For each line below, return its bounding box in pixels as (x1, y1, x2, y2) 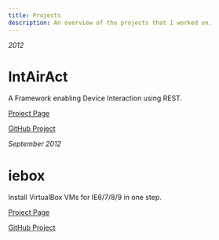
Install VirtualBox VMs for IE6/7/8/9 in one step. (8, 193, 162, 202)
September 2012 (8, 139, 61, 149)
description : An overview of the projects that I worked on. (8, 19, 213, 27)
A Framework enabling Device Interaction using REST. (8, 93, 183, 103)
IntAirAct (8, 67, 68, 85)
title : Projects (8, 11, 61, 20)
